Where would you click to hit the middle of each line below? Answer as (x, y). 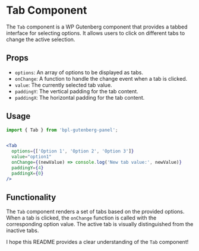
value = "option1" (31, 157)
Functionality (31, 197)
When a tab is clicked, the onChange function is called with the (81, 218)
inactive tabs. (23, 231)
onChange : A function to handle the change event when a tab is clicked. (101, 78)
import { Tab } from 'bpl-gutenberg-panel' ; (62, 130)
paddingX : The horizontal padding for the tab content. (80, 97)
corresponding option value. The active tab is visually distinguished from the (100, 224)
